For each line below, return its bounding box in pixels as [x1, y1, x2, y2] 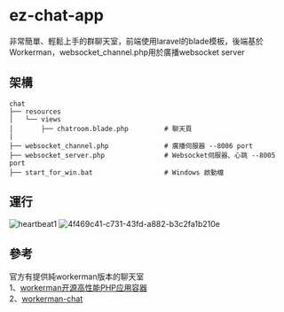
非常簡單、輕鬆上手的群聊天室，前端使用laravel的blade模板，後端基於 [9, 35, 264, 46]
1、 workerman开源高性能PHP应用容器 [9, 283, 148, 293]
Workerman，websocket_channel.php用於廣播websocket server [9, 46, 246, 58]
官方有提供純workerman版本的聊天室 [9, 271, 145, 282]
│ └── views [9, 114, 62, 124]
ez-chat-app [9, 5, 104, 26]
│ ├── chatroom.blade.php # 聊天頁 [9, 124, 193, 133]
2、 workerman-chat [9, 293, 83, 304]
